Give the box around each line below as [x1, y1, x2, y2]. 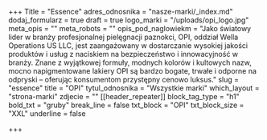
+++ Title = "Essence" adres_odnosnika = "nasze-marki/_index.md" [8, 7, 233, 16]
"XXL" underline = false [8, 109, 86, 118]
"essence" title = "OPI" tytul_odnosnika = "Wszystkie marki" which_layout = [8, 83, 260, 93]
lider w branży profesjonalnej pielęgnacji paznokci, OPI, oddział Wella [8, 32, 239, 42]
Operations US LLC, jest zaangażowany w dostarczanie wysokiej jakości [8, 41, 248, 50]
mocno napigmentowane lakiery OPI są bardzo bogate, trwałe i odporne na [8, 66, 257, 75]
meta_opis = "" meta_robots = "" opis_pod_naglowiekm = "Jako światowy [8, 24, 252, 33]
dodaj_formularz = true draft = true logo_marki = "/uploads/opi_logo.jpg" [8, 15, 249, 25]
